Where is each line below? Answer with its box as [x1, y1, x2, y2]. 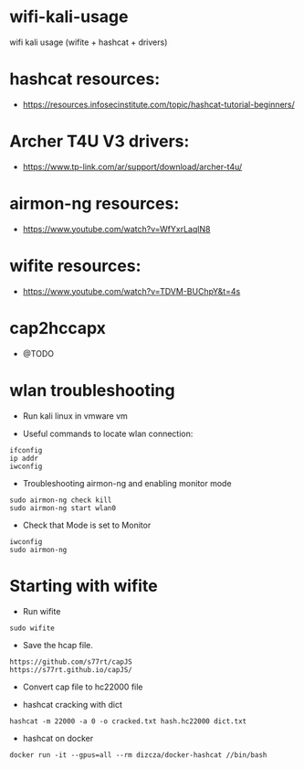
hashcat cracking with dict [22, 699, 123, 710]
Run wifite [22, 605, 61, 616]
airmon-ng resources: [9, 194, 180, 214]
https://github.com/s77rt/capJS [9, 657, 132, 667]
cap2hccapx [9, 317, 107, 338]
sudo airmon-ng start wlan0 [9, 503, 117, 513]
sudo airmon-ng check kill [9, 496, 112, 505]
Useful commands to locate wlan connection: [22, 428, 194, 439]
